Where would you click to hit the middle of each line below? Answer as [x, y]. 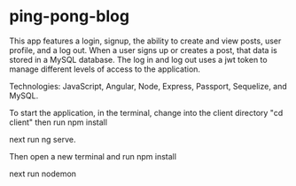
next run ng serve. [43, 139]
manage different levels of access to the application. [105, 69]
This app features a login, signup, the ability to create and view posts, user [145, 41]
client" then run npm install [58, 122]
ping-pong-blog [70, 16]
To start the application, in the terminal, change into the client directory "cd [146, 112]
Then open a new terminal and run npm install [93, 156]
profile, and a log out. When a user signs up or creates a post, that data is [143, 50]
